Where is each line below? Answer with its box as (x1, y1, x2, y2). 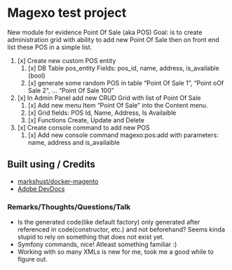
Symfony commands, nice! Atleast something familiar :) (17, 240, 177, 249)
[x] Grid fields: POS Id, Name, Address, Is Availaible (27, 108, 177, 117)
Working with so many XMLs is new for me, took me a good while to (17, 248, 214, 256)
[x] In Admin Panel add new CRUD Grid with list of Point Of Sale (17, 93, 201, 102)
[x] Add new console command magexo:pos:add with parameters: (27, 131, 219, 139)
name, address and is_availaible (27, 138, 121, 146)
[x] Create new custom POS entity (17, 56, 116, 64)
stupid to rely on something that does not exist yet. (17, 233, 165, 241)
